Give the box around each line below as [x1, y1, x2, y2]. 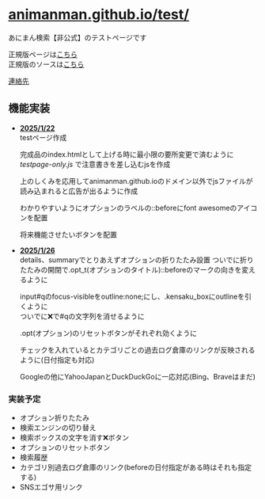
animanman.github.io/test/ [8, 6, 190, 24]
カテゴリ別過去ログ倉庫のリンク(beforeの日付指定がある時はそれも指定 [19, 463, 252, 472]
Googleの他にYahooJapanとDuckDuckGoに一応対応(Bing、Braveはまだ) [19, 371, 256, 381]
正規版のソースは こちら [8, 59, 85, 69]
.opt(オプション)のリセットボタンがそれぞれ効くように [19, 328, 198, 337]
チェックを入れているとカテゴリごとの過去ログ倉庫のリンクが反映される [19, 345, 256, 354]
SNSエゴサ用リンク [19, 482, 83, 492]
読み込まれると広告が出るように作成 [19, 186, 138, 196]
